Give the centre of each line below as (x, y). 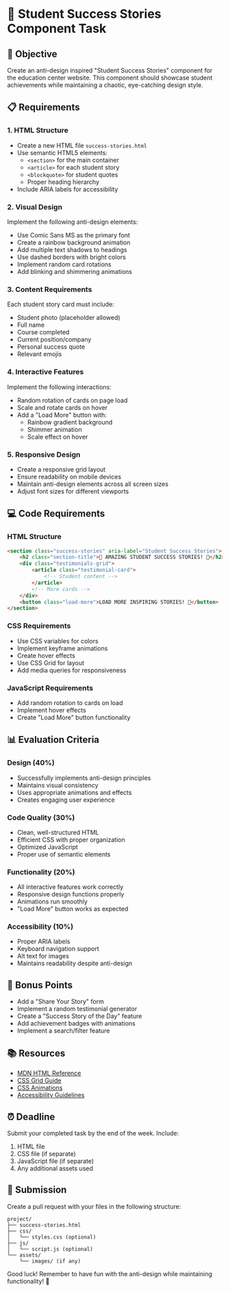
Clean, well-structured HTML (58, 832)
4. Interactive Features (46, 372)
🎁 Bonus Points (40, 985)
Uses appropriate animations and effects (74, 792)
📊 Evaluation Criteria (53, 740)
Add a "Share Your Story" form (60, 1002)
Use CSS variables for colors (57, 641)
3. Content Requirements (50, 289)
